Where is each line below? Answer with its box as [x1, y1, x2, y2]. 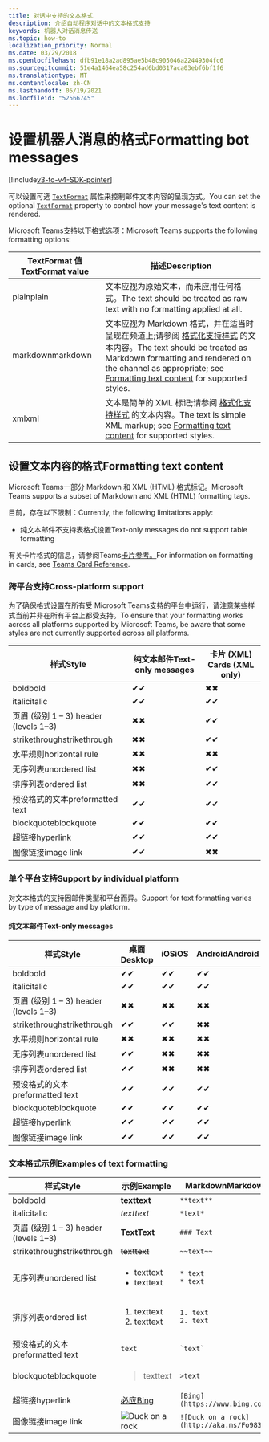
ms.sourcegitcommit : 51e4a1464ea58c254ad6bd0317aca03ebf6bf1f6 [8, 64, 224, 72]
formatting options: [8, 234, 72, 245]
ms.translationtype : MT [8, 71, 88, 79]
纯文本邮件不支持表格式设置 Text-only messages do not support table [19, 525, 248, 534]
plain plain [12, 291, 49, 303]
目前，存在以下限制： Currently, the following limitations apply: [8, 507, 214, 517]
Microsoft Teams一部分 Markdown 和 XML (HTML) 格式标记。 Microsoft [8, 483, 243, 491]
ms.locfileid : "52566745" [8, 94, 94, 102]
